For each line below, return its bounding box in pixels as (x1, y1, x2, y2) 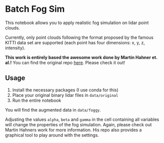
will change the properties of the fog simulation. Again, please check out (5, 121, 152, 127)
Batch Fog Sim (5, 3, 65, 15)
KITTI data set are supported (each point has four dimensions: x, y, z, (5, 39, 145, 45)
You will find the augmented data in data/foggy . (5, 107, 101, 113)
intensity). (5, 45, 26, 51)
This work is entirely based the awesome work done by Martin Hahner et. (5, 54, 158, 60)
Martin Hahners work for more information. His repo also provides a (5, 127, 142, 133)
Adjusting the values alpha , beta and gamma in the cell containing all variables (5, 116, 160, 122)
